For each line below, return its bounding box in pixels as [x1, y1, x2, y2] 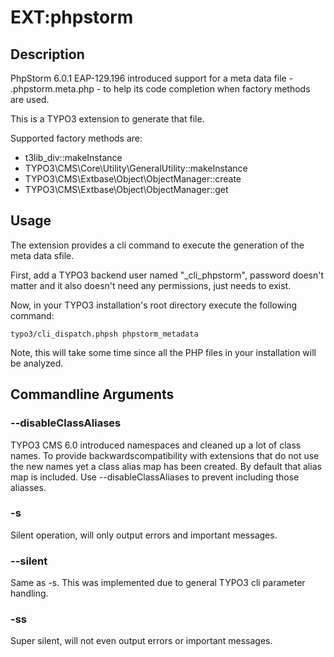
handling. [10, 587, 49, 600]
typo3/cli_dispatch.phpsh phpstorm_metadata [10, 329, 199, 339]
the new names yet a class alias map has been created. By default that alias [10, 460, 322, 472]
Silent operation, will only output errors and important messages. [10, 529, 278, 541]
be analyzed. [10, 357, 64, 369]
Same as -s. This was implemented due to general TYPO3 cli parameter [10, 577, 306, 589]
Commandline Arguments [10, 386, 175, 403]
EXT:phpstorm [10, 6, 134, 29]
